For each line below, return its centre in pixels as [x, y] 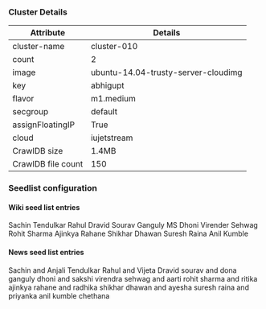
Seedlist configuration [53, 188]
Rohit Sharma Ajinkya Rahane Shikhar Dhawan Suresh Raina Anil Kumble [129, 234]
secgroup [31, 112]
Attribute [48, 33]
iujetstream [112, 138]
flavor [23, 99]
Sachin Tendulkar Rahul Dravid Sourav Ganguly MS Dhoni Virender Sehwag [133, 225]
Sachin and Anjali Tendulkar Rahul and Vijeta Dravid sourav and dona [123, 270]
